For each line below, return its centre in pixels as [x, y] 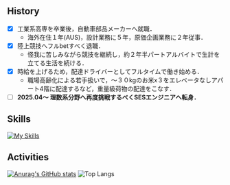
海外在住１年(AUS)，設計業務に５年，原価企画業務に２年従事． [117, 37]
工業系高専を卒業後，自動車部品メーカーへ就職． [86, 28]
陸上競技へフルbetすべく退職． [61, 46]
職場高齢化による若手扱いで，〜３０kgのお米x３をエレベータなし [119, 80]
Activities [28, 157]
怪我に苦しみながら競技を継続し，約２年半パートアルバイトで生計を [124, 54]
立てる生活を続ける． [57, 63]
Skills [19, 119]
